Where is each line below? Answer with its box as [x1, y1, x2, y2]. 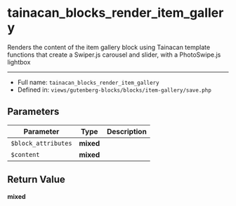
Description [106, 126, 147, 136]
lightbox [7, 57, 31, 66]
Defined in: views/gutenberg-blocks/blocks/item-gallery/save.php [17, 85, 212, 94]
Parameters [7, 106, 60, 118]
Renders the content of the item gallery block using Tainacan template [7, 43, 211, 51]
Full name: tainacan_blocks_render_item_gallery [17, 78, 159, 86]
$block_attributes [11, 139, 72, 147]
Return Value [7, 174, 65, 186]
